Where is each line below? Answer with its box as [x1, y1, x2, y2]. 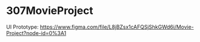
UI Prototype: [6, 23, 39, 30]
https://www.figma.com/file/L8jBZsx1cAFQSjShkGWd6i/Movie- [39, 23, 194, 30]
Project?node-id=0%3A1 [6, 29, 67, 36]
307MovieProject [6, 4, 93, 17]
